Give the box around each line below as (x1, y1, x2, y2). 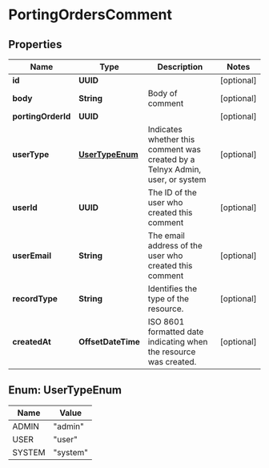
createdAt (12, 337, 52, 347)
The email (147, 230, 186, 241)
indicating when (147, 337, 208, 347)
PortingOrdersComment (8, 6, 173, 24)
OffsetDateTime (78, 337, 140, 347)
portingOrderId (12, 111, 71, 122)
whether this (147, 134, 195, 145)
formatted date (147, 326, 204, 337)
